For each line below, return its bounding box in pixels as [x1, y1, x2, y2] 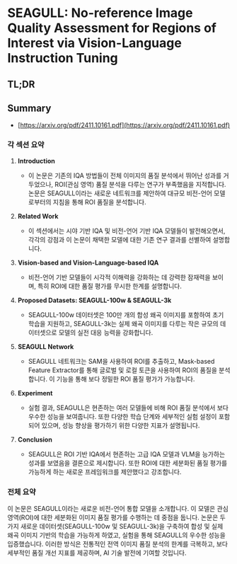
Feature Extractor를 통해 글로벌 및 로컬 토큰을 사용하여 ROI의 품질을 [28, 366, 218, 374]
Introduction [17, 156, 55, 165]
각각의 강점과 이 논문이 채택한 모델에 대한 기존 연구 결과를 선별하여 [28, 235, 212, 243]
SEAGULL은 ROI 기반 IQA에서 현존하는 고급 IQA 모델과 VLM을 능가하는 [28, 449, 226, 458]
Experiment [17, 389, 53, 397]
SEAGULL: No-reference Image [7, 5, 193, 21]
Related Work [17, 212, 59, 220]
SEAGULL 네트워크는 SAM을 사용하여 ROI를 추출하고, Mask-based [28, 357, 215, 365]
